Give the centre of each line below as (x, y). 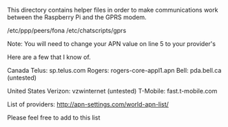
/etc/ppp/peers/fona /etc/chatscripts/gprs (67, 31)
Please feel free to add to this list (54, 117)
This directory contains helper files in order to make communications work (113, 10)
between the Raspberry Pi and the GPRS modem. (77, 17)
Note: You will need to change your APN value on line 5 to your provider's (111, 44)
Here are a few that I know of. (49, 57)
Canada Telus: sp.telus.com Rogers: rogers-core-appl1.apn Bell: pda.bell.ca (114, 70)
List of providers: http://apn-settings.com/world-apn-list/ (88, 104)
